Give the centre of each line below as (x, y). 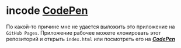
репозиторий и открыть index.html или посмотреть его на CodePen (90, 39)
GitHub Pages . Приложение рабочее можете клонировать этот (83, 32)
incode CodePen (47, 11)
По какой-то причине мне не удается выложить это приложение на (90, 27)
